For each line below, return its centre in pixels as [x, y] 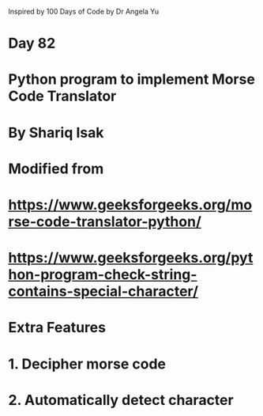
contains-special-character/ [103, 291]
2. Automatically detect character [121, 400]
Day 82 [32, 43]
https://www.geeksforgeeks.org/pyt [131, 258]
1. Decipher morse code [87, 364]
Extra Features [57, 328]
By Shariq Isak [56, 132]
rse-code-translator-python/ [105, 221]
